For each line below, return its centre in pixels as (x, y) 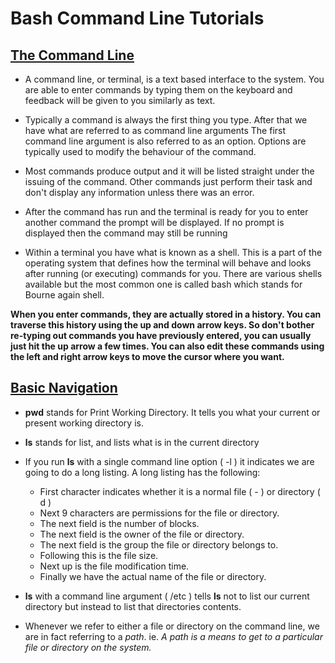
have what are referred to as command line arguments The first (155, 130)
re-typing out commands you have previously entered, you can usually (161, 335)
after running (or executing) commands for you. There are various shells (173, 273)
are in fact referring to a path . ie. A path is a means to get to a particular (173, 636)
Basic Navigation (64, 388)
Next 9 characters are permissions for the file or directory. (159, 513)
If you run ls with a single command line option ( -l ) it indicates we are (169, 461)
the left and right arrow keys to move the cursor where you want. (147, 356)
